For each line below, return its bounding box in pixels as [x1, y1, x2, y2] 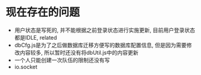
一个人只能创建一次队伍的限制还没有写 [14, 56, 110, 64]
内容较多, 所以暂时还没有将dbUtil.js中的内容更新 [19, 49, 139, 56]
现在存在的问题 [5, 5, 80, 19]
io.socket [14, 63, 37, 70]
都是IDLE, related [14, 34, 57, 41]
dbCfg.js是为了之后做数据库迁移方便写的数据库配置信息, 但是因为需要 [14, 41, 187, 49]
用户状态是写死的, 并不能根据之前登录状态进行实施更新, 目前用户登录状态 [14, 26, 196, 34]
